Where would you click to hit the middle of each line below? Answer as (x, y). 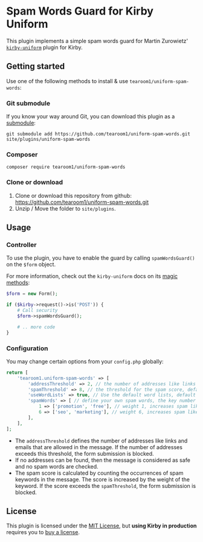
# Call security (38, 311)
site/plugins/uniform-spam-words (48, 140)
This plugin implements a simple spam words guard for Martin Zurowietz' (97, 41)
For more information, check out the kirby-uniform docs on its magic (92, 276)
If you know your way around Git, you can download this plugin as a (91, 117)
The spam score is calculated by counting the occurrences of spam (99, 473)
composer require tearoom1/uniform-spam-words (66, 167)
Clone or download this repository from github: (73, 195)
